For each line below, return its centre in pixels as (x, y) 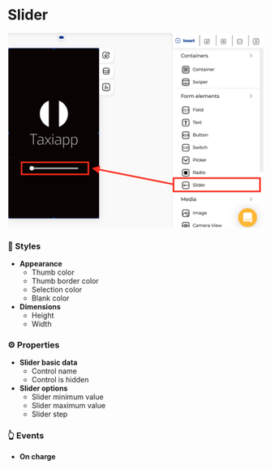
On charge (37, 456)
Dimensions (40, 307)
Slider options (43, 388)
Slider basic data (48, 363)
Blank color (50, 298)
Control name (54, 371)
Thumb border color (65, 281)
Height (43, 316)
